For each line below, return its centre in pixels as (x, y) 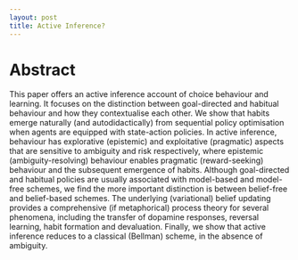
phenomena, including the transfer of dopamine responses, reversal (134, 217)
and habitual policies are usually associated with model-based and (132, 180)
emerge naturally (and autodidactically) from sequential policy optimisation (147, 123)
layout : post (33, 17)
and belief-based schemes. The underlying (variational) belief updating (140, 199)
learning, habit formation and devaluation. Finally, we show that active (137, 227)
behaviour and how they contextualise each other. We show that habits (140, 113)
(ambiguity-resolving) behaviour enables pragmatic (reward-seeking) (137, 160)
